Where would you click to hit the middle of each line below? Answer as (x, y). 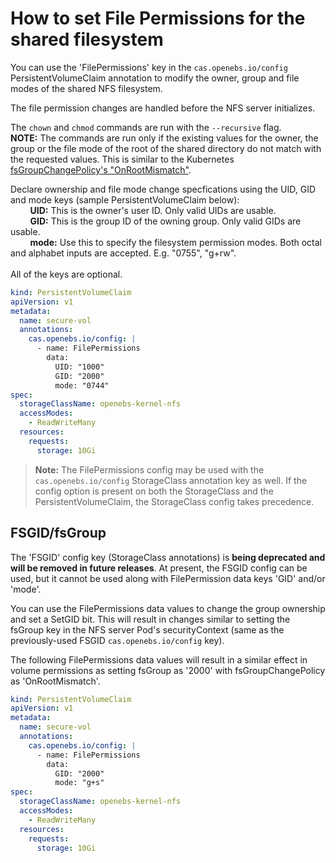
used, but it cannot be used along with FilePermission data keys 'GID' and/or (168, 578)
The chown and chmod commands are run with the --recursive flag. (146, 127)
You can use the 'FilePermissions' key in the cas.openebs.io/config (149, 67)
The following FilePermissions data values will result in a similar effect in (159, 659)
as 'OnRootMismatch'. (55, 681)
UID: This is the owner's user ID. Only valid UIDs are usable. (153, 210)
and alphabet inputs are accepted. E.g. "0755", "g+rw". (123, 253)
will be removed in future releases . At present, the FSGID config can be (159, 568)
